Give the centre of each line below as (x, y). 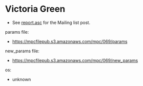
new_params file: (22, 51)
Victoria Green (35, 9)
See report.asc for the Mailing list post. (51, 22)
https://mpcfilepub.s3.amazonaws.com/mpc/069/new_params (75, 60)
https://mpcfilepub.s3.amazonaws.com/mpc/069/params (70, 41)
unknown (21, 79)
